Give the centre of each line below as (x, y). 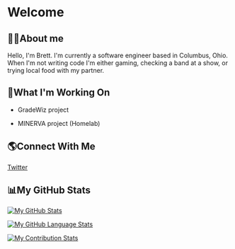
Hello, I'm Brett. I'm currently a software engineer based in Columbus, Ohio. (118, 55)
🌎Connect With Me (51, 147)
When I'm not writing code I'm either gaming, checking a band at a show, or (118, 63)
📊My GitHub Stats (49, 191)
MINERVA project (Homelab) (59, 123)
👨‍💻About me (35, 39)
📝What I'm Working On (59, 93)
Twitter (18, 167)
